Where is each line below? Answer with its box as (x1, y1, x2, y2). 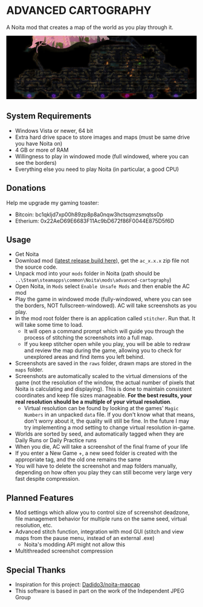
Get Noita (14, 251, 39, 258)
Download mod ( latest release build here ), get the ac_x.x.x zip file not (14, 257, 189, 265)
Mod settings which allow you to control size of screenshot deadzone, (14, 509, 190, 516)
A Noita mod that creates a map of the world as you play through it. (6, 24, 173, 31)
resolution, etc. (14, 522, 53, 529)
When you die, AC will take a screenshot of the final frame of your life (14, 443, 188, 451)
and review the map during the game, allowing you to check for (24, 347, 182, 354)
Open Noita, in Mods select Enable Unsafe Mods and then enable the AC (14, 283, 190, 290)
